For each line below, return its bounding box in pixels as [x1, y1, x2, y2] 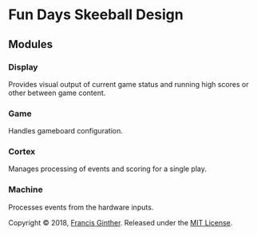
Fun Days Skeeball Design [8, 6, 184, 24]
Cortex [8, 146, 36, 157]
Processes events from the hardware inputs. [8, 202, 154, 212]
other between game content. [8, 88, 106, 98]
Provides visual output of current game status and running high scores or [8, 79, 249, 89]
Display [8, 62, 38, 73]
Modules [8, 38, 53, 51]
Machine [8, 184, 43, 195]
